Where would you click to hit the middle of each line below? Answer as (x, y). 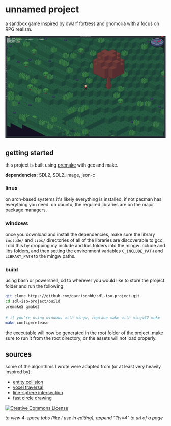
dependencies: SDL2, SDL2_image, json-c (50, 175)
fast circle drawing (32, 398)
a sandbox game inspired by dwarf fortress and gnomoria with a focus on (82, 23)
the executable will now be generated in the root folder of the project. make (84, 333)
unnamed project (42, 9)
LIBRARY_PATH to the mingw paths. (40, 256)
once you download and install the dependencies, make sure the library (80, 234)
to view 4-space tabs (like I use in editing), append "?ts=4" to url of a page (84, 418)
